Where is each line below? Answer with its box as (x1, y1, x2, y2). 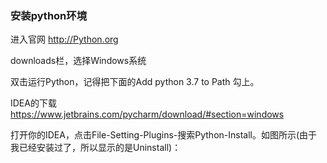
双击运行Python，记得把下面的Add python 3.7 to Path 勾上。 (10, 76, 260, 88)
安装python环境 (10, 8, 88, 22)
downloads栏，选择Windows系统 (10, 55, 147, 67)
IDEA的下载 (10, 97, 57, 109)
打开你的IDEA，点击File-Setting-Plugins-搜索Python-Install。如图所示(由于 (10, 129, 318, 141)
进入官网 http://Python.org (10, 33, 119, 46)
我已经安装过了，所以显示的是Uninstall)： (10, 142, 182, 154)
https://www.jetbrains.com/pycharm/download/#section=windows (10, 108, 285, 121)
